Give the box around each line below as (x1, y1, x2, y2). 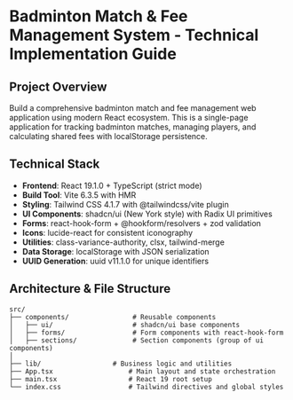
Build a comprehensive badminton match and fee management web (9, 103, 257, 113)
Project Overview (9, 79, 107, 94)
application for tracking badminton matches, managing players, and (9, 122, 257, 132)
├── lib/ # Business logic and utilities (9, 359, 233, 368)
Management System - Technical (9, 25, 259, 45)
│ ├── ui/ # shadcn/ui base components (9, 320, 241, 329)
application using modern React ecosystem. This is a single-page (9, 113, 249, 122)
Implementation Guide (9, 44, 178, 64)
